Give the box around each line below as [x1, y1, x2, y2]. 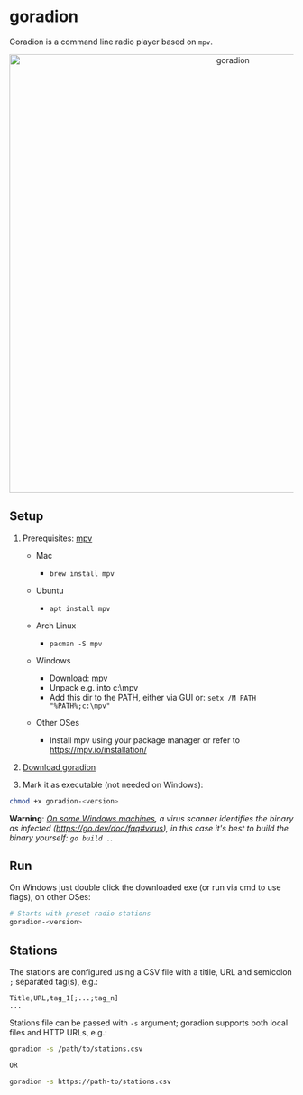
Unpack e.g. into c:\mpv [49, 682, 139, 692]
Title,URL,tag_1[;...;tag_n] [9, 994, 119, 1003]
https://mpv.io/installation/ [49, 744, 147, 755]
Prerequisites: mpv [22, 533, 93, 543]
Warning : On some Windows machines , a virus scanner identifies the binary [9, 812, 294, 823]
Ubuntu [35, 585, 64, 596]
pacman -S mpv [49, 639, 103, 648]
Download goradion [22, 761, 96, 773]
